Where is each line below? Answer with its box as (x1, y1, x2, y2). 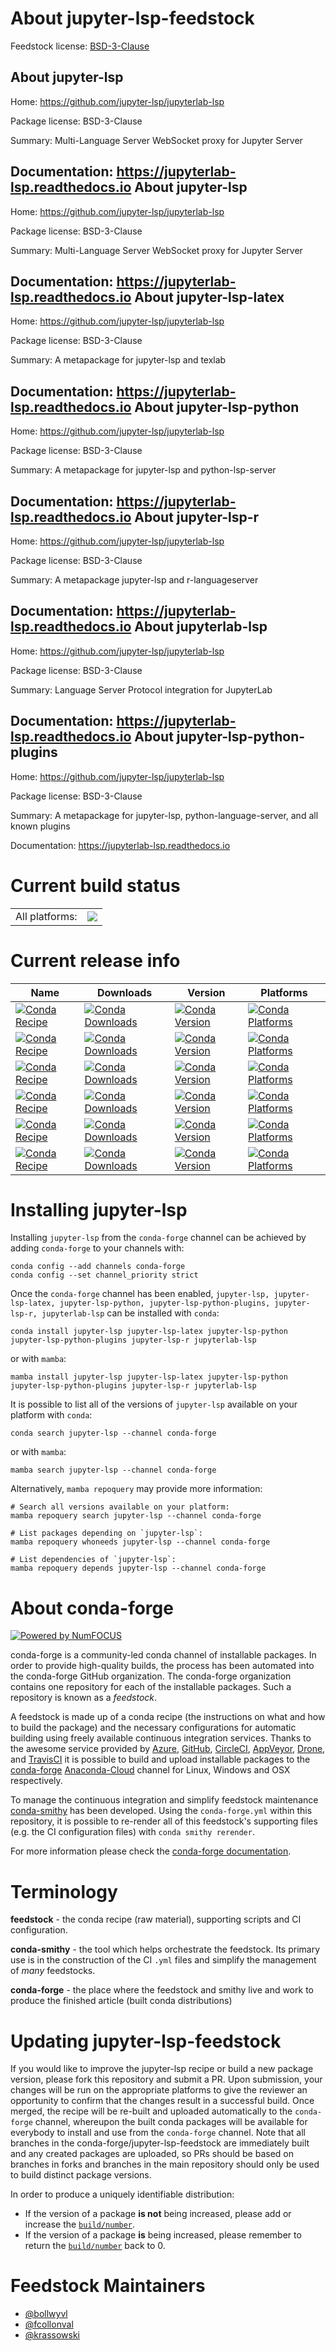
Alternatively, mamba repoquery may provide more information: (10, 1483, 263, 1495)
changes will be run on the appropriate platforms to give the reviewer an (10, 2084, 308, 2096)
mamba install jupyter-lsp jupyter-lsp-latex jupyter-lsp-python (10, 1372, 288, 1382)
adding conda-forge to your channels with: (10, 1242, 185, 1254)
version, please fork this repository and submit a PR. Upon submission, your (10, 2073, 323, 2086)
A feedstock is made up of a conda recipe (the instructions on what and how (10, 1711, 326, 1723)
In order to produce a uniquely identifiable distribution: (10, 2188, 235, 2201)
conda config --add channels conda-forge (10, 1262, 186, 1272)
